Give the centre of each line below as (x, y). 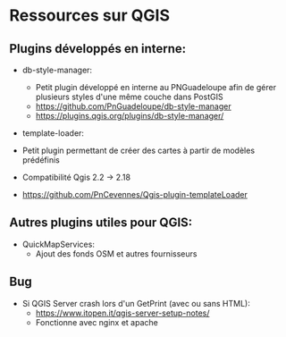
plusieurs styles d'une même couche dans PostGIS (129, 97)
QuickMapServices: (59, 244)
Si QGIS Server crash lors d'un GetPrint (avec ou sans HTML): (136, 303)
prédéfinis (41, 160)
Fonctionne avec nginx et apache (97, 322)
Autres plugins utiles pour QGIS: (101, 223)
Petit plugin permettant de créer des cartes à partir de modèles (139, 150)
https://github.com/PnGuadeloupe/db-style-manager (133, 106)
